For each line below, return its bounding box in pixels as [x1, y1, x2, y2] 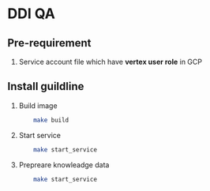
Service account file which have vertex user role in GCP [18, 57, 203, 66]
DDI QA [7, 5, 56, 23]
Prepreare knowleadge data [18, 159, 110, 170]
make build [33, 116, 69, 124]
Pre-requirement [7, 36, 92, 50]
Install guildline [7, 80, 84, 93]
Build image [18, 100, 58, 110]
